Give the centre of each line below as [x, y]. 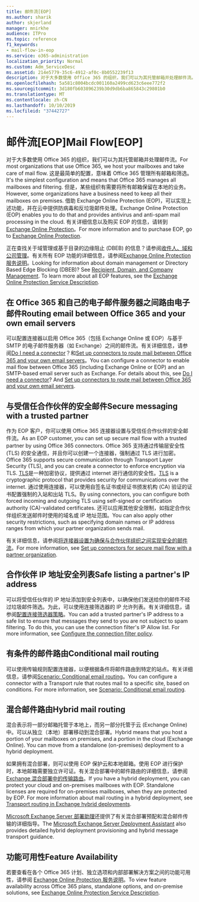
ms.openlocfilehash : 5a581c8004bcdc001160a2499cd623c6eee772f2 [86, 84]
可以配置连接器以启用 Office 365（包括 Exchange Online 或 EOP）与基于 [94, 338]
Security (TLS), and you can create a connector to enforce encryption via [96, 466]
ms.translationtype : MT [36, 94]
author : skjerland [29, 23]
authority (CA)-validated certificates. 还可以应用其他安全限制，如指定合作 [96, 508]
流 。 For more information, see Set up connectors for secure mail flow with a [99, 548]
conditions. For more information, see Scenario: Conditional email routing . [96, 689]
